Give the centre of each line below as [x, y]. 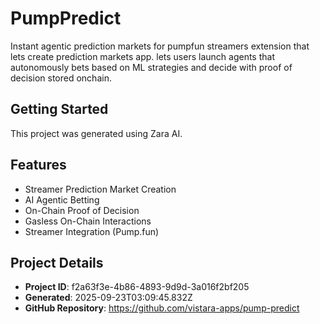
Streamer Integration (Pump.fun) [92, 231]
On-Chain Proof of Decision [82, 210]
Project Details [57, 262]
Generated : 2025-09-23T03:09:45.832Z [108, 298]
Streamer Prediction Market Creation [100, 189]
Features [38, 165]
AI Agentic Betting [62, 199]
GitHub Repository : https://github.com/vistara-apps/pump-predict [162, 308]
